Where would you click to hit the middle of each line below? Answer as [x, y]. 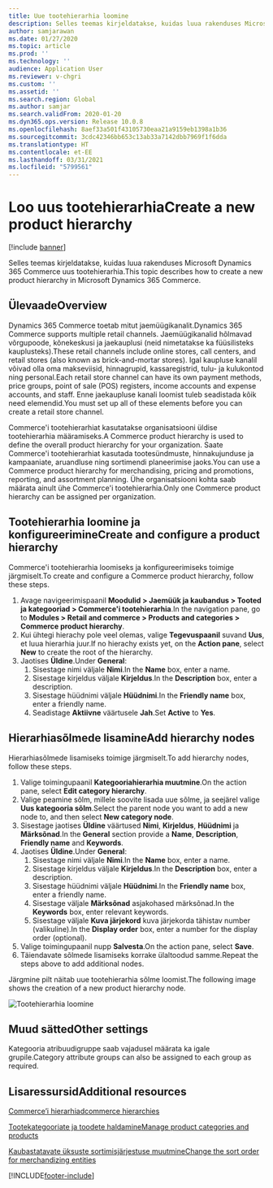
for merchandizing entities [52, 1160]
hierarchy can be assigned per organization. [82, 496]
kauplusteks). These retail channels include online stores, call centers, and [132, 351]
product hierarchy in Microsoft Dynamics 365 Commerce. [105, 281]
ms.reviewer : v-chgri [45, 76]
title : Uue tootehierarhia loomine [69, 16]
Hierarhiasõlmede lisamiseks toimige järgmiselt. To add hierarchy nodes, [129, 758]
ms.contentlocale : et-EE [50, 152]
